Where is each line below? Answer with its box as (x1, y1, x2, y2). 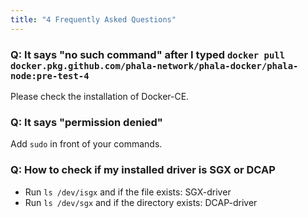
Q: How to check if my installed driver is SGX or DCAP (10, 163, 276, 177)
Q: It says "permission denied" (10, 115, 163, 129)
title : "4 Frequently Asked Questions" (10, 14, 177, 25)
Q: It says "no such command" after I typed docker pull (10, 47, 286, 61)
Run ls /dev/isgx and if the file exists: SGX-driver (24, 186, 232, 198)
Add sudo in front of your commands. (10, 138, 163, 150)
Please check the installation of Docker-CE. (10, 90, 190, 102)
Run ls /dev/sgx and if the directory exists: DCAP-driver (24, 196, 258, 208)
